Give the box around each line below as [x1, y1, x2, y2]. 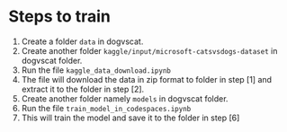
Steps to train [8, 6, 112, 27]
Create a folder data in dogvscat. [21, 36, 144, 47]
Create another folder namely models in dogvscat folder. [21, 92, 229, 104]
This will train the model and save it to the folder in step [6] [21, 112, 240, 123]
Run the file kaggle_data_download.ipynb [21, 65, 172, 75]
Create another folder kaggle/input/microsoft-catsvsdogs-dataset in [21, 45, 278, 56]
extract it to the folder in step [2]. [21, 84, 145, 94]
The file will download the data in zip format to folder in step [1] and [21, 74, 272, 84]
